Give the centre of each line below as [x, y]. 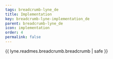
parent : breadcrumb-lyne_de [34, 23]
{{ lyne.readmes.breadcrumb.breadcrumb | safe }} [56, 51]
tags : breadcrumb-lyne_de [32, 10]
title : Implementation [28, 14]
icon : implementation [28, 28]
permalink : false [23, 37]
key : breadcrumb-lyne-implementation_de [48, 19]
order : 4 [14, 32]
